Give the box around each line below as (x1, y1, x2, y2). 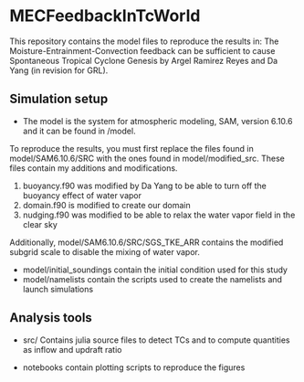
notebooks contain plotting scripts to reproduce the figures (22, 362, 246, 373)
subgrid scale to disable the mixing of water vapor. (9, 246, 201, 257)
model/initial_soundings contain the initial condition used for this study (22, 264, 288, 275)
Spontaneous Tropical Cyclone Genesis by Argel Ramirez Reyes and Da (9, 55, 278, 66)
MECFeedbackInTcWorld (9, 5, 201, 27)
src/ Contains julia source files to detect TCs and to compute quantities (22, 334, 290, 345)
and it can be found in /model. (22, 125, 136, 136)
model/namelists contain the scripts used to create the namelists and (22, 273, 283, 284)
